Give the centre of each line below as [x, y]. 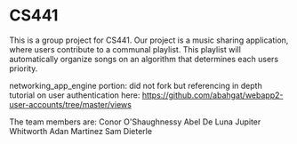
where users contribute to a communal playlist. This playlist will [125, 49]
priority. [24, 68]
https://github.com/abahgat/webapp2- [213, 95]
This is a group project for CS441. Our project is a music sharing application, [149, 40]
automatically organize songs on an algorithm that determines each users [144, 59]
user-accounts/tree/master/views [70, 104]
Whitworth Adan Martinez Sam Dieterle [81, 131]
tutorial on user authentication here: [75, 95]
